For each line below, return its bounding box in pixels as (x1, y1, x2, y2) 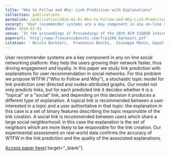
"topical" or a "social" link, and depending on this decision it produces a (5, 92, 155, 98)
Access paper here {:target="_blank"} (5, 145, 83, 151)
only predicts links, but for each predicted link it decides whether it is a (5, 87, 153, 93)
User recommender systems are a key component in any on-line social (5, 54, 153, 60)
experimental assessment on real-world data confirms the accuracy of (5, 130, 152, 136)
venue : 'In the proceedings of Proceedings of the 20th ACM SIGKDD (5, 31, 151, 36)
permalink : (5, 17, 28, 22)
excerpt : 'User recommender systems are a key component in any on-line (5, 21, 162, 27)
